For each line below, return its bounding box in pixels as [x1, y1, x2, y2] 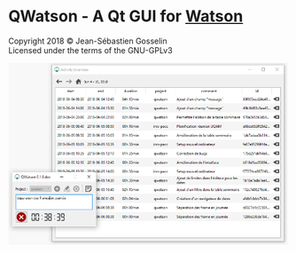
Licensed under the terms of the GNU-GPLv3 [8, 44, 174, 55]
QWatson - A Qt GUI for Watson [8, 6, 244, 27]
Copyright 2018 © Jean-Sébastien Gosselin [8, 36, 167, 46]
